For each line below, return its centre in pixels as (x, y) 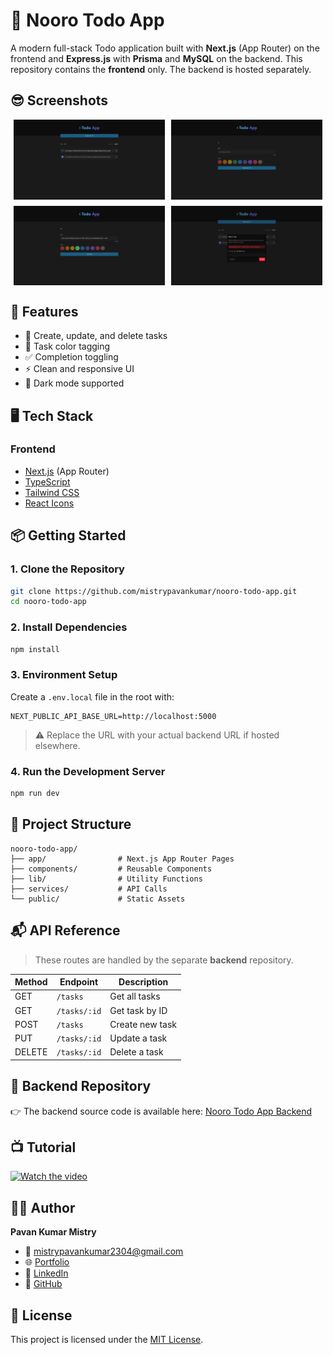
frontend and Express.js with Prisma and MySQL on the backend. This (156, 58)
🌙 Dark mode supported (74, 383)
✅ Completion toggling (71, 357)
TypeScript (47, 481)
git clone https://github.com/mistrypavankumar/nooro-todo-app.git (154, 591)
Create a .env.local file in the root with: (92, 696)
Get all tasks (135, 996)
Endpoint (79, 982)
